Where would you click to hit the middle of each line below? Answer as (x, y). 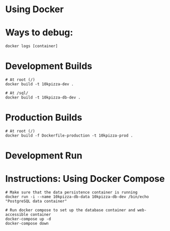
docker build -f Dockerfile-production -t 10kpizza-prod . (69, 136)
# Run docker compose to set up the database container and (70, 210)
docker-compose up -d (28, 219)
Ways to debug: (39, 33)
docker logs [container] (32, 46)
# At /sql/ (17, 93)
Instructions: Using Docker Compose (85, 179)
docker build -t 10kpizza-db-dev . (43, 97)
